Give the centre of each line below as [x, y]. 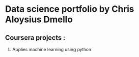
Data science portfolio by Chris [69, 9]
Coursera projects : [35, 38]
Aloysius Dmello [39, 19]
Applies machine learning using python [52, 49]
